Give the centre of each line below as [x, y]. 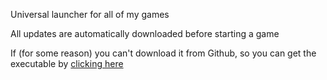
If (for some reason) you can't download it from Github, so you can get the [163, 53]
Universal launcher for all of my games [90, 14]
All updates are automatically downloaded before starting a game [145, 33]
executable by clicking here [67, 63]
